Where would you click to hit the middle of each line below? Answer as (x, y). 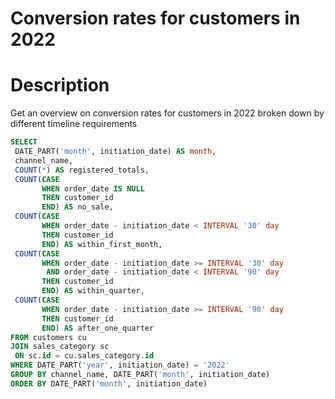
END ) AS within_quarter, (93, 291)
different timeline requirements (74, 124)
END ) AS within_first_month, (102, 244)
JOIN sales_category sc (60, 347)
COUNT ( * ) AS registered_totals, (82, 170)
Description (60, 85)
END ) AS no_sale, (77, 207)
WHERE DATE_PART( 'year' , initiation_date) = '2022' (120, 365)
